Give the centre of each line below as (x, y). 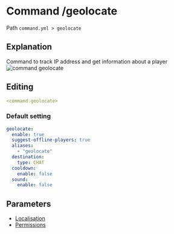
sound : (20, 180)
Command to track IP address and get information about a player (87, 61)
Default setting (29, 116)
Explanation (29, 47)
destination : (28, 157)
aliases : (23, 146)
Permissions (31, 225)
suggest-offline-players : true (51, 140)
